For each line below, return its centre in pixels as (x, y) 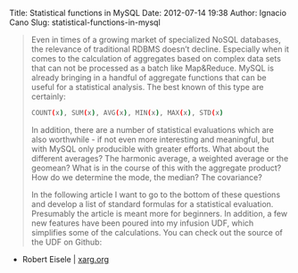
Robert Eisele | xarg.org (66, 259)
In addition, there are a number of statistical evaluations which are (152, 129)
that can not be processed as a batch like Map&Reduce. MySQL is (153, 68)
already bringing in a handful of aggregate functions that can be (149, 78)
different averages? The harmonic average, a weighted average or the (160, 158)
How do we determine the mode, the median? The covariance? (147, 177)
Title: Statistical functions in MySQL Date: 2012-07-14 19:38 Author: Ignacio (148, 13)
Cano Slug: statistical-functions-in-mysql (85, 22)
